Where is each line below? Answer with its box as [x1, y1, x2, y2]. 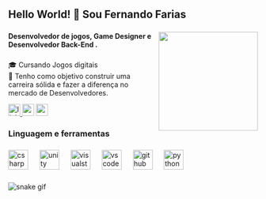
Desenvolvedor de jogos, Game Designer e [8, 32, 152, 41]
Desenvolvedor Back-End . [8, 40, 98, 50]
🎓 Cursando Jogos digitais [8, 60, 98, 69]
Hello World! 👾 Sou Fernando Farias [8, 8, 187, 21]
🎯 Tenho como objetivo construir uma [8, 72, 131, 81]
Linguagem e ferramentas [8, 128, 110, 139]
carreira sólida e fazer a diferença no [8, 80, 129, 89]
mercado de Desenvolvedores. [8, 88, 108, 98]
